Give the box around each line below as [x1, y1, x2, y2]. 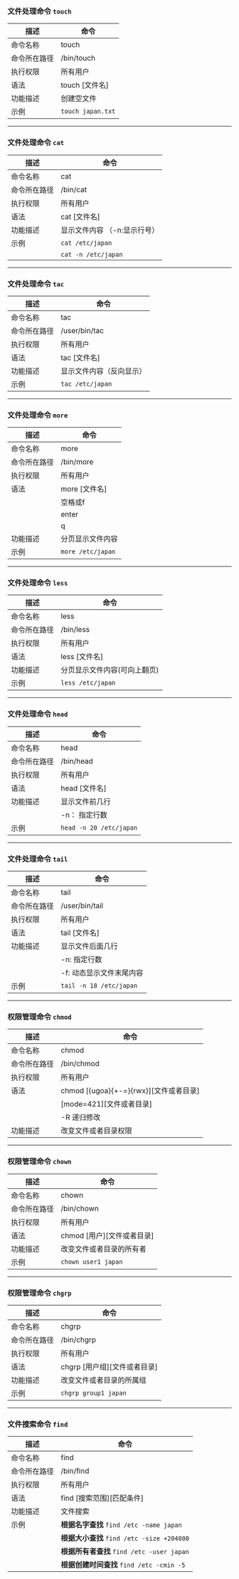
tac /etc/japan [60, 379, 112, 388]
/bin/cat [60, 184, 87, 194]
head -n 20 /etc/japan [60, 823, 137, 832]
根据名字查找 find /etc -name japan [60, 1520, 183, 1530]
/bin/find [60, 1466, 90, 1476]
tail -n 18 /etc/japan [60, 982, 137, 990]
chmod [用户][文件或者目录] [60, 1230, 154, 1240]
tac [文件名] [60, 352, 101, 362]
